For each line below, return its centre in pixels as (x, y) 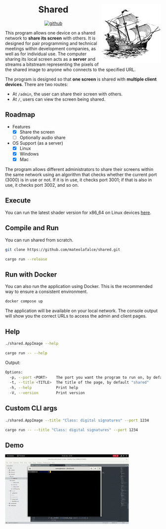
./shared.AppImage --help (32, 343)
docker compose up (24, 301)
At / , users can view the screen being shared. (59, 99)
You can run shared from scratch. (39, 240)
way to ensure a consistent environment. (46, 292)
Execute (18, 201)
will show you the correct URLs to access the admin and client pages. (76, 316)
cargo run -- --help (26, 353)
